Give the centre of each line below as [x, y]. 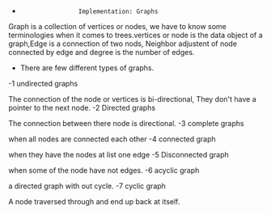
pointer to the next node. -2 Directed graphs [82, 108]
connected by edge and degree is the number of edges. [102, 52]
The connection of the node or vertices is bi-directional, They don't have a [132, 99]
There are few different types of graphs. [87, 68]
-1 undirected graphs [43, 84]
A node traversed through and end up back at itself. [94, 201]
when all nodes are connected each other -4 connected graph [112, 139]
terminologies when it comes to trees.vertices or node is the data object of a [135, 35]
